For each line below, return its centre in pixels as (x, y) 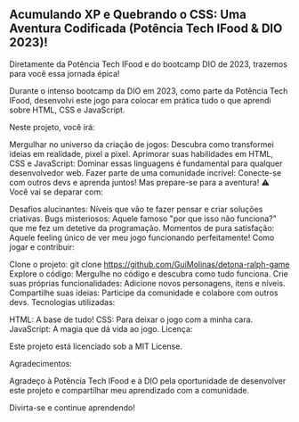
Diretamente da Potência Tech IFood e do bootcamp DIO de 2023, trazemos (148, 64)
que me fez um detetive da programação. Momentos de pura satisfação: (142, 228)
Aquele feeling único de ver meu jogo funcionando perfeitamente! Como (142, 237)
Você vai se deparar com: (57, 192)
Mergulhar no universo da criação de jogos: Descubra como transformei (141, 144)
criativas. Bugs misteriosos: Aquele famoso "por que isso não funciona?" (143, 219)
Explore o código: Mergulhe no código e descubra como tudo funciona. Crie (149, 273)
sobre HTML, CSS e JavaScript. (67, 110)
